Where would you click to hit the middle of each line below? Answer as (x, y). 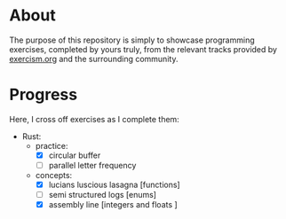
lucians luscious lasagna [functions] (114, 184)
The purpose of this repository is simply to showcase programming (132, 40)
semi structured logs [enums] (103, 195)
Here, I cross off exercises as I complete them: (94, 119)
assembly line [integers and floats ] (113, 205)
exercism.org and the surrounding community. (94, 59)
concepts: (54, 175)
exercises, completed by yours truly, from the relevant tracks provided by (143, 49)
